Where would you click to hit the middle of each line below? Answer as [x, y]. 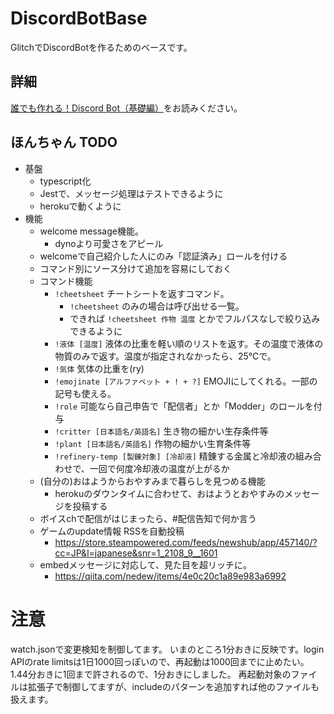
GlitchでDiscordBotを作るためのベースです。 [101, 47]
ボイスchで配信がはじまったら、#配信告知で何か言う [148, 518]
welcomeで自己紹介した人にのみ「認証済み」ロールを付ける [163, 256]
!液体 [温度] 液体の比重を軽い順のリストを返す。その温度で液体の [189, 343]
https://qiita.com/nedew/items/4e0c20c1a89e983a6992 [170, 576]
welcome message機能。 [91, 231]
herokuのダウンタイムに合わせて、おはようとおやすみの [169, 493]
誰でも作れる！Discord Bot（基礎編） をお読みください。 [126, 108]
